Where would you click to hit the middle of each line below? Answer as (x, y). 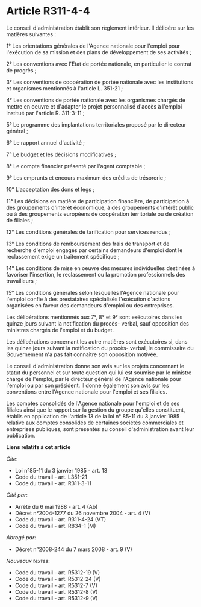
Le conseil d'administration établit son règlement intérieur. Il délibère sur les (100, 28)
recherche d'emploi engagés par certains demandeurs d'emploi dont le (94, 250)
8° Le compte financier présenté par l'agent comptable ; (76, 166)
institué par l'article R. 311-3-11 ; (46, 113)
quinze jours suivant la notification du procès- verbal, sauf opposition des (98, 323)
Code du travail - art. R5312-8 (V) (56, 591)
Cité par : (17, 495)
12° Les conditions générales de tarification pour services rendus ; (88, 232)
